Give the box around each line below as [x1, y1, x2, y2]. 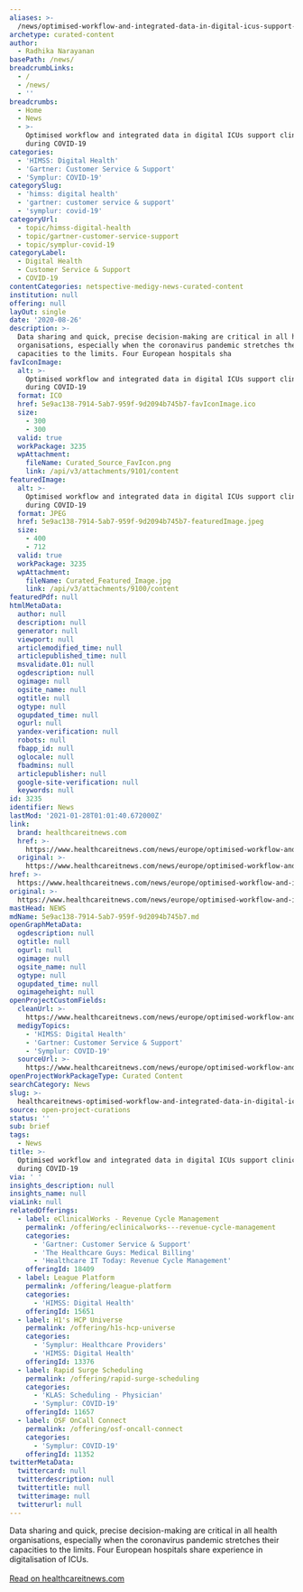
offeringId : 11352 [25, 1449, 95, 1459]
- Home [17, 106, 42, 115]
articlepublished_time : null [17, 651, 127, 660]
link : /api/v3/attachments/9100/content [25, 585, 179, 594]
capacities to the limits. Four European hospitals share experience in [9, 1544, 263, 1555]
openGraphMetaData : [9, 921, 83, 930]
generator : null [17, 626, 78, 635]
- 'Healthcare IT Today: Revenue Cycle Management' [32, 1257, 232, 1266]
